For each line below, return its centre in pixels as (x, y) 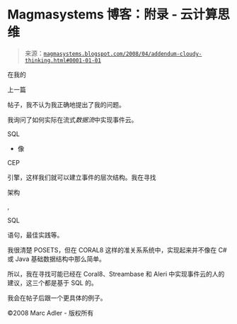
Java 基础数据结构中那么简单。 (60, 259)
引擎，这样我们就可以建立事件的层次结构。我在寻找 (82, 177)
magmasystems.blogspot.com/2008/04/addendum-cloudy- (123, 54)
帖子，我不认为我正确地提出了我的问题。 (66, 104)
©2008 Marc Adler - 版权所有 (51, 313)
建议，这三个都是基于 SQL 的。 (52, 283)
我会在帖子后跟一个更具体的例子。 (57, 298)
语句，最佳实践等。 (35, 235)
